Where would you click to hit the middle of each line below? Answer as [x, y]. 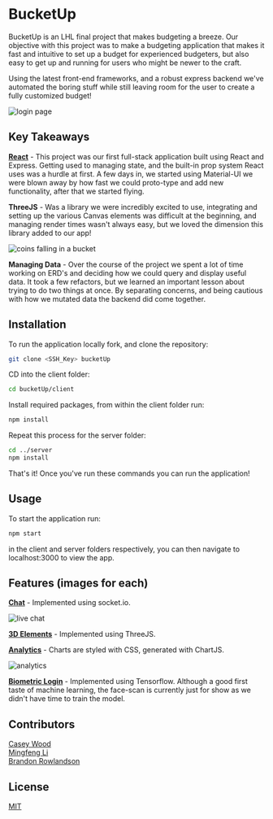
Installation [37, 325]
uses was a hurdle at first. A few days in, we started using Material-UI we [131, 174]
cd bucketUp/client [41, 390]
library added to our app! [50, 233]
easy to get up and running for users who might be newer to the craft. [125, 63]
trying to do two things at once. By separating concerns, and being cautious [136, 290]
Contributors [42, 724]
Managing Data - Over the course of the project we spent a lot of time [126, 264]
